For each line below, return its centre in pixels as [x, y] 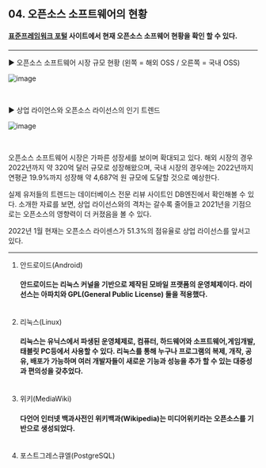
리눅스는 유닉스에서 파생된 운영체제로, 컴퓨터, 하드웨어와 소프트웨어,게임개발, [137, 341]
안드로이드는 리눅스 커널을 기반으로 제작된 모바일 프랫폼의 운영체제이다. [129, 284]
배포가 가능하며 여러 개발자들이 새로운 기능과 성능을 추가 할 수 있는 [131, 361]
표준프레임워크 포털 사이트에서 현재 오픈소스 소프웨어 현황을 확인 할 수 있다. [123, 36]
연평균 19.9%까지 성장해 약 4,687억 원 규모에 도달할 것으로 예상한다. [114, 177]
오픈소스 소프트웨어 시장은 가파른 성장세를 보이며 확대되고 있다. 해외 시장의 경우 [131, 158]
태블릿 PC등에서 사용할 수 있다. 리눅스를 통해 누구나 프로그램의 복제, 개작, [131, 352]
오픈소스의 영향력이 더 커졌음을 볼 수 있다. [87, 214]
